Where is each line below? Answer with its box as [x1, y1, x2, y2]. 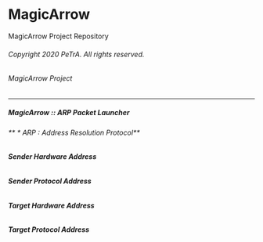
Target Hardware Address [8, 200, 95, 210]
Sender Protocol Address [8, 176, 92, 186]
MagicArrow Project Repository [8, 31, 110, 41]
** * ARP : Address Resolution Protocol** [8, 128, 141, 137]
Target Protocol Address [8, 225, 90, 234]
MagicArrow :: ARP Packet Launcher [8, 108, 130, 117]
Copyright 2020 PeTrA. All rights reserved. [8, 49, 145, 59]
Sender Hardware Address [8, 152, 97, 161]
